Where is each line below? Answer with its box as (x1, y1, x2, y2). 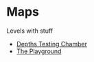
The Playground (16, 47, 62, 55)
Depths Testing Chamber (16, 40, 87, 48)
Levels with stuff (6, 27, 53, 35)
